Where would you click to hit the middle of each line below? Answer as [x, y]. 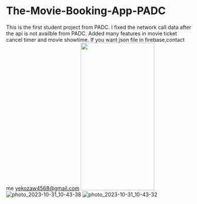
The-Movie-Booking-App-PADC [86, 11]
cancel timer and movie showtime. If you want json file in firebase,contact [96, 40]
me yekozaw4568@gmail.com [43, 188]
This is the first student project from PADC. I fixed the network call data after [99, 27]
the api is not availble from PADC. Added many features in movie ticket [92, 33]
